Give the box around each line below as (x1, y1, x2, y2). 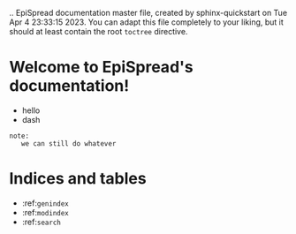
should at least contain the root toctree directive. (9, 26, 188, 36)
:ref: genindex (21, 198, 69, 208)
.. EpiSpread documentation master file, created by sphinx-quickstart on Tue (9, 8, 288, 18)
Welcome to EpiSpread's (9, 57, 194, 78)
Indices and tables (9, 169, 148, 189)
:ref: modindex (21, 207, 69, 217)
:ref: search (21, 216, 62, 227)
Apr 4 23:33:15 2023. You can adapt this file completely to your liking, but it (9, 17, 285, 27)
